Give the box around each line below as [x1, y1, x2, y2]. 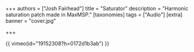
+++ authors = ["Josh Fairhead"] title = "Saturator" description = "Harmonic [5, 5, 189, 12]
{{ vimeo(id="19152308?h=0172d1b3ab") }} [5, 40, 110, 47]
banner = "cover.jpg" [5, 18, 56, 24]
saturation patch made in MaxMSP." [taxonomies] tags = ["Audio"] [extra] [5, 11, 183, 18]
